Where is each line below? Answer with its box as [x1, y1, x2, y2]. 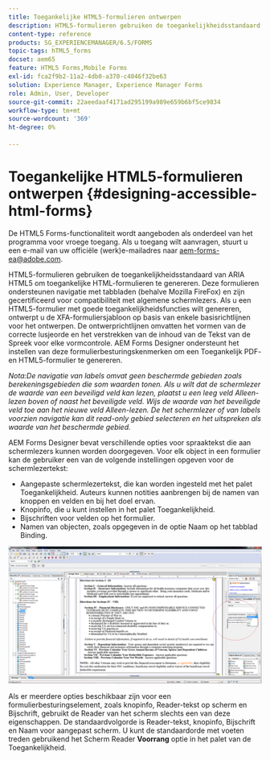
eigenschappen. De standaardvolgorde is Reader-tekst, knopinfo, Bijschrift [8, 717, 256, 727]
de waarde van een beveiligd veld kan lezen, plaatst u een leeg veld [8, 387, 234, 398]
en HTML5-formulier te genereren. [8, 355, 123, 365]
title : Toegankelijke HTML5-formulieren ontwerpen [8, 13, 182, 21]
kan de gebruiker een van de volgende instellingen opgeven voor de [8, 455, 235, 465]
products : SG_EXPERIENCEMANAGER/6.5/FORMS [8, 39, 153, 47]
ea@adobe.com [8, 254, 61, 263]
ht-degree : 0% [8, 123, 56, 132]
